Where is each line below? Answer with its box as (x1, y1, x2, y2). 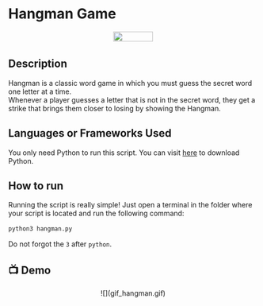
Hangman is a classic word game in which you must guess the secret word (8, 78, 253, 87)
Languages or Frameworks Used (8, 126, 172, 140)
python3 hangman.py (8, 225, 73, 233)
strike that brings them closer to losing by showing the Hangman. (8, 103, 221, 113)
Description (8, 57, 67, 71)
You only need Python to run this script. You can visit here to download (8, 148, 240, 157)
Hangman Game (8, 5, 116, 23)
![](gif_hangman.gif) (100, 289, 166, 298)
